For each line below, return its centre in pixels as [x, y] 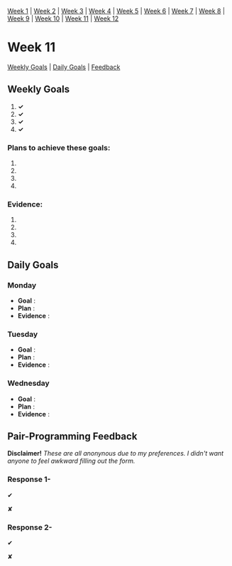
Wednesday [28, 383]
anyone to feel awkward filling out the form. [71, 461]
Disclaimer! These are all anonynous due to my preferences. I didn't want [116, 454]
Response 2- [30, 527]
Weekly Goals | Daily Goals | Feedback [64, 67]
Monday [22, 285]
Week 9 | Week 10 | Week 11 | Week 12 [63, 19]
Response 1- [29, 479]
